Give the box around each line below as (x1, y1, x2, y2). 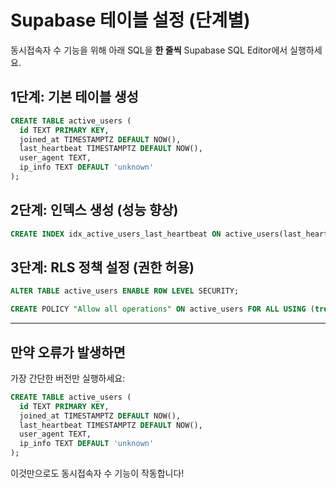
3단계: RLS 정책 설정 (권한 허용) (10, 259, 195, 276)
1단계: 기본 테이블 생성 (10, 89, 139, 106)
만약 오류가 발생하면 (10, 344, 126, 361)
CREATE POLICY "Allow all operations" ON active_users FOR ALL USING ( (10, 304, 315, 315)
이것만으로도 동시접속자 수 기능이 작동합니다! (10, 467, 185, 480)
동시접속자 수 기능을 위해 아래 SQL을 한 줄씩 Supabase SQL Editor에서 (10, 44, 288, 56)
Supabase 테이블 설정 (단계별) (10, 9, 251, 32)
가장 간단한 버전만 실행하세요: (10, 372, 126, 384)
